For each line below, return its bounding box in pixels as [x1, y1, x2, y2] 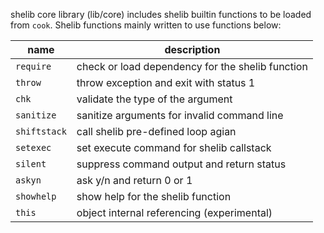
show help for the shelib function [76, 190, 232, 203]
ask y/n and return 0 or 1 [76, 174, 193, 187]
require [15, 61, 52, 72]
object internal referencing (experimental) [76, 206, 273, 219]
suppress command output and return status [76, 157, 287, 171]
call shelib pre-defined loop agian [76, 125, 237, 138]
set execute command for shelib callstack [76, 141, 272, 154]
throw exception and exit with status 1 [76, 76, 256, 89]
